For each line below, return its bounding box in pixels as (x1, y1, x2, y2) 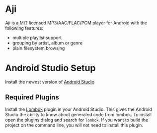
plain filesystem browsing (12, 45, 65, 51)
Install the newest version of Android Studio (5, 79, 95, 85)
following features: (5, 25, 44, 31)
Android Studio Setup (5, 63, 96, 74)
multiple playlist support (12, 35, 62, 41)
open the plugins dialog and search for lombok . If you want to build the (5, 117, 149, 123)
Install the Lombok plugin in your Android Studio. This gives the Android (5, 106, 153, 112)
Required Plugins (5, 93, 59, 102)
